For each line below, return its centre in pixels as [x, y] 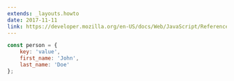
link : [15, 26]
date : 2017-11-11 [32, 20]
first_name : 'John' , [49, 58]
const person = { [32, 46]
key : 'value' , [40, 52]
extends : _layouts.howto [43, 13]
